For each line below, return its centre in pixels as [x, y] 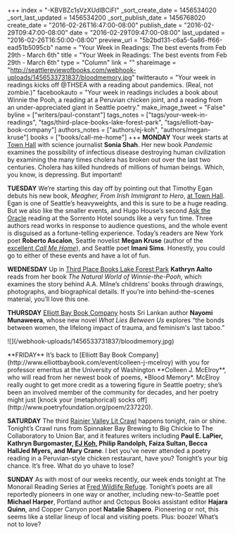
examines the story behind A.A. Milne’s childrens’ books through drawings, [115, 284]
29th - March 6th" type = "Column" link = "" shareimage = [92, 62]
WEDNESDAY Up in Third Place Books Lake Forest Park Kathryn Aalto [110, 269]
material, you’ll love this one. [49, 299]
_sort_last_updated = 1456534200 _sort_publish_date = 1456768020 [107, 18]
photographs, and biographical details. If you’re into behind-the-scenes [111, 292]
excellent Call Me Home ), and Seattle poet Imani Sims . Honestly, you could [116, 248]
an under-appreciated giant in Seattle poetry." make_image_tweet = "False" [116, 107]
